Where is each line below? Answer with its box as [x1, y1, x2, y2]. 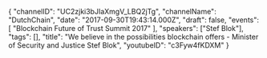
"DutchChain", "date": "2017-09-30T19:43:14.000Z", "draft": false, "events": [8, 15, 259, 25]
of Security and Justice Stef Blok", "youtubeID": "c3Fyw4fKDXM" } [8, 41, 230, 50]
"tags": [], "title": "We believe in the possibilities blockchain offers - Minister [8, 32, 259, 41]
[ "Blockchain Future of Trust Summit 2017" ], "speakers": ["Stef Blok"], [8, 24, 245, 33]
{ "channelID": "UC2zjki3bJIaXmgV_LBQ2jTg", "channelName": [8, 7, 216, 16]
